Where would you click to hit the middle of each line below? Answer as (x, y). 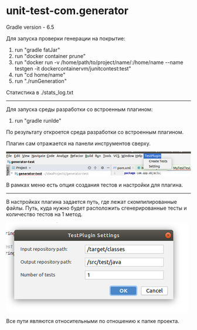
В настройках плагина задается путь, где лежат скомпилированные (91, 201)
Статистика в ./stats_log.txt (40, 92)
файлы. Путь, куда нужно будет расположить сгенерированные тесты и (96, 208)
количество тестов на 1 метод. (45, 214)
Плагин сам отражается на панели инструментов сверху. (79, 143)
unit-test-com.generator (67, 11)
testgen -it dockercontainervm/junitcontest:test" (73, 68)
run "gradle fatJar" (37, 50)
